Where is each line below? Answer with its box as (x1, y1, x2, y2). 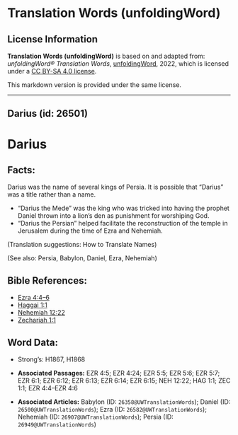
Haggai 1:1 (17, 301, 47, 309)
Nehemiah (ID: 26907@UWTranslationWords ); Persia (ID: (17, 412, 174, 422)
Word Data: (7, 336, 59, 348)
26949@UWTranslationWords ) (17, 420, 97, 429)
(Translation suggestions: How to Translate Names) (7, 240, 157, 249)
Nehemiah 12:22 (17, 308, 66, 317)
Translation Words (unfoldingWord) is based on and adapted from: (7, 52, 205, 60)
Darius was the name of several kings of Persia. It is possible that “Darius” (7, 182, 224, 192)
